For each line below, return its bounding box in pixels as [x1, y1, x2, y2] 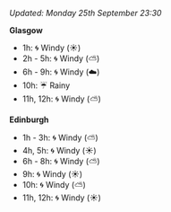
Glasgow [9, 25, 43, 35]
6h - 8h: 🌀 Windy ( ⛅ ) [21, 156, 100, 166]
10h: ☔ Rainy [21, 80, 71, 91]
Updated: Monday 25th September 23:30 [9, 8, 162, 18]
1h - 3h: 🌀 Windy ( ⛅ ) [21, 132, 98, 143]
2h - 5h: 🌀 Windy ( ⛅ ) [21, 53, 100, 64]
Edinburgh [9, 114, 49, 125]
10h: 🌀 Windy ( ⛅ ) [21, 180, 87, 190]
